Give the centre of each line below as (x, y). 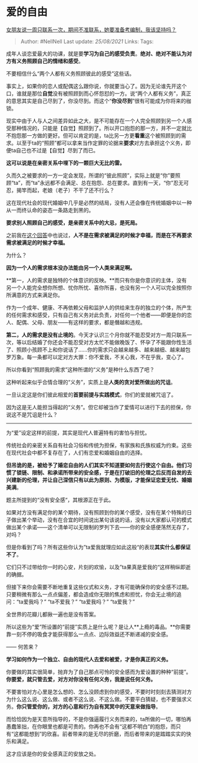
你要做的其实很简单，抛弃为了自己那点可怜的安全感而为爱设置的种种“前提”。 (99, 671)
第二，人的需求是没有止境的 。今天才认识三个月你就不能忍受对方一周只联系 (96, 335)
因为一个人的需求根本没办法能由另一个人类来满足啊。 (71, 268)
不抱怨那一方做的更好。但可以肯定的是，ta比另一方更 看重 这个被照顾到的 (94, 135)
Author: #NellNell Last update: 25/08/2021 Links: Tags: (87, 41)
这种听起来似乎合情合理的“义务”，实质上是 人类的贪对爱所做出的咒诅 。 (91, 382)
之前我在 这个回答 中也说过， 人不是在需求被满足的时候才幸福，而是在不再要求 (99, 235)
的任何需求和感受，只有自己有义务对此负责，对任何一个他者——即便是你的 (96, 315)
